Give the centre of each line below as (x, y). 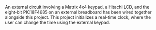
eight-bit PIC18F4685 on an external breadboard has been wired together (78, 12)
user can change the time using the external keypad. (58, 22)
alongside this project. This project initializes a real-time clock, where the (78, 17)
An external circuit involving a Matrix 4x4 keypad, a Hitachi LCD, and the (77, 7)
